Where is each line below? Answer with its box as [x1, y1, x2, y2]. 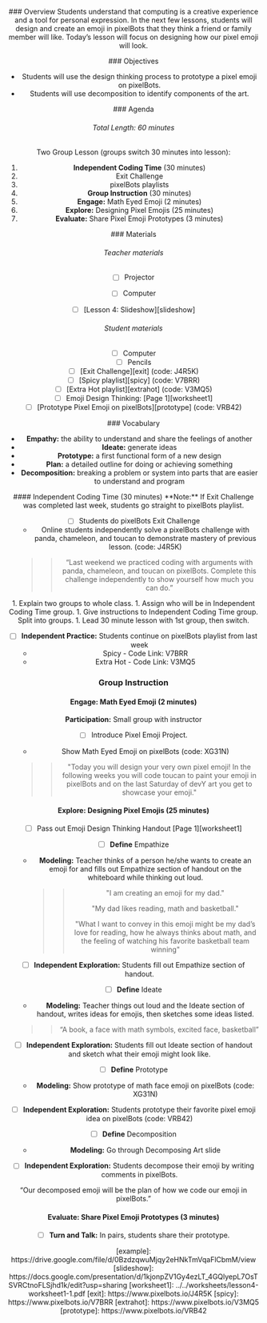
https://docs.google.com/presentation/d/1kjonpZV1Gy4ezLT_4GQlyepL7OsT [8, 1272, 259, 1281]
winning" [150, 944, 181, 954]
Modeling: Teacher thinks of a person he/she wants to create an [38, 856, 252, 865]
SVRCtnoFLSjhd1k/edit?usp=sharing [8, 1280, 128, 1289]
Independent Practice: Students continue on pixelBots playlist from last [21, 631, 257, 641]
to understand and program [94, 476, 185, 487]
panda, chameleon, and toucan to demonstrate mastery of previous [34, 534, 257, 543]
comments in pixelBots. [101, 1170, 178, 1180]
